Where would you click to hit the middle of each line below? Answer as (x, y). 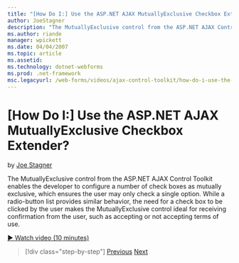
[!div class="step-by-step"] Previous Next (86, 252)
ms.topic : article (34, 54)
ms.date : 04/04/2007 (38, 47)
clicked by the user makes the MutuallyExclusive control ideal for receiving (117, 209)
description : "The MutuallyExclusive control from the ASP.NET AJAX (111, 27)
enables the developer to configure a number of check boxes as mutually (115, 186)
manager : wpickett (34, 41)
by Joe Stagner (30, 165)
